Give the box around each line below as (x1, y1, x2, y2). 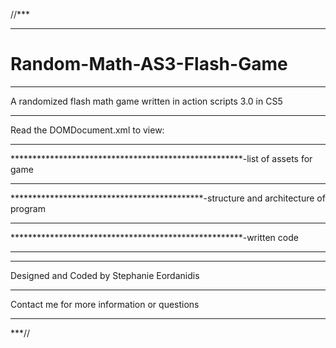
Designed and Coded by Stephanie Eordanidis (10, 269, 200, 281)
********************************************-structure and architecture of (10, 192, 326, 204)
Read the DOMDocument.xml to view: (10, 124, 165, 136)
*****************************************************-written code (10, 231, 299, 243)
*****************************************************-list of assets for (10, 152, 313, 164)
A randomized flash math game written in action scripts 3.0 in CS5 (10, 95, 283, 107)
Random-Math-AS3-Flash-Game (10, 53, 288, 76)
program (10, 202, 46, 214)
